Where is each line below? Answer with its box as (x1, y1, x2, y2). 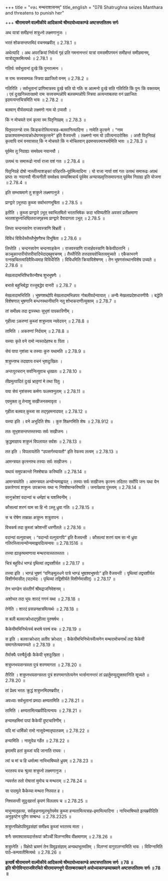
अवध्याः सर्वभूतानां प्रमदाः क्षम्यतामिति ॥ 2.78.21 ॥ (5, 697, 84, 703)
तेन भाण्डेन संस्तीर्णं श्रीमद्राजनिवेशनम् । (5, 586, 65, 592)
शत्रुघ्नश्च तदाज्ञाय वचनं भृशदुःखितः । (5, 358, 62, 364)
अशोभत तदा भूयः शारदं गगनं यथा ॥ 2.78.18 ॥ (5, 596, 80, 602)
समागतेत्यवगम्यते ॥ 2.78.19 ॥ (5, 642, 55, 648)
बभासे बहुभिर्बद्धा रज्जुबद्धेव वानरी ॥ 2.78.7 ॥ (5, 282, 76, 288)
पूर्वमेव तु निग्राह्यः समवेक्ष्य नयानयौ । (5, 148, 60, 154)
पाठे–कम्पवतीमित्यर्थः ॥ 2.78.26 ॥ (5, 849, 61, 855)
